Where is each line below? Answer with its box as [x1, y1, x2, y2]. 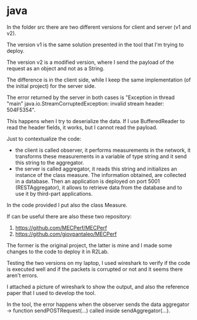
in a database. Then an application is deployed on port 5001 [15, 178, 160, 185]
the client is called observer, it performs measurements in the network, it [15, 147, 191, 154]
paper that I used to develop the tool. [6, 289, 96, 297]
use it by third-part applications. [15, 190, 93, 197]
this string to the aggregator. [15, 159, 84, 166]
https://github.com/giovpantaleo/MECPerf [15, 230, 117, 237]
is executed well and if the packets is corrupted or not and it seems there [6, 265, 184, 273]
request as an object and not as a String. [6, 64, 105, 72]
